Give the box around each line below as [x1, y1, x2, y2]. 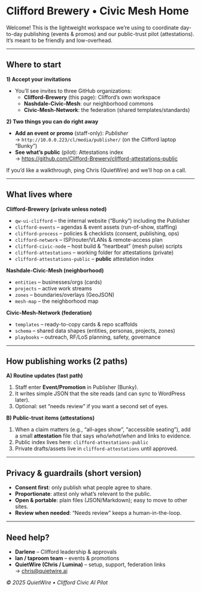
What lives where [6, 190, 73, 200]
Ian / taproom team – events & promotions [14, 555, 120, 561]
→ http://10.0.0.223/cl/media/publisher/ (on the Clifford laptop [14, 136, 176, 143]
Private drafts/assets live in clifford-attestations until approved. [14, 445, 178, 453]
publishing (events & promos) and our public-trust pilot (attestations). [23, 30, 194, 37]
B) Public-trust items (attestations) [6, 414, 95, 421]
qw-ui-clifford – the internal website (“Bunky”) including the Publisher [14, 217, 190, 224]
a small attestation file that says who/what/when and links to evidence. [14, 432, 191, 439]
